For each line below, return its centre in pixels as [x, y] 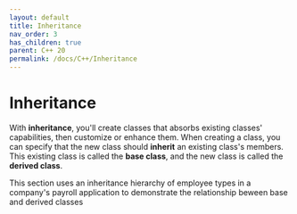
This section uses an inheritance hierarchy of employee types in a [130, 183]
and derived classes [46, 202]
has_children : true [45, 42]
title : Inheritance [45, 26]
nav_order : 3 [33, 34]
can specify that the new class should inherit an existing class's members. [146, 146]
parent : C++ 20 [37, 51]
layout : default [39, 17]
